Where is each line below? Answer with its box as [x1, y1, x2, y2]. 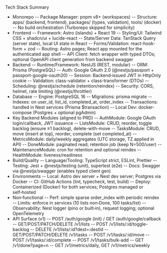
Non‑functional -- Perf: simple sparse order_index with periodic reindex [12, 194, 160, 200]
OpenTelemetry [12, 210, 44, 216]
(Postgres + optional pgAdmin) [32, 109, 96, 115]
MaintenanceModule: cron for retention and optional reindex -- [12, 147, 142, 152]
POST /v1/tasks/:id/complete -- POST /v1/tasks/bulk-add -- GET [12, 237, 144, 243]
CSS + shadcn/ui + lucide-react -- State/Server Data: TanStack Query [12, 35, 156, 41]
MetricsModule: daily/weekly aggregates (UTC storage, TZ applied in [12, 136, 155, 142]
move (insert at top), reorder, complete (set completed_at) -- [12, 131, 137, 136]
